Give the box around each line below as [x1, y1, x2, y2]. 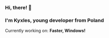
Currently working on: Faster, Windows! [5, 28, 86, 34]
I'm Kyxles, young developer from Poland [5, 17, 104, 23]
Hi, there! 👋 [5, 4, 32, 11]
